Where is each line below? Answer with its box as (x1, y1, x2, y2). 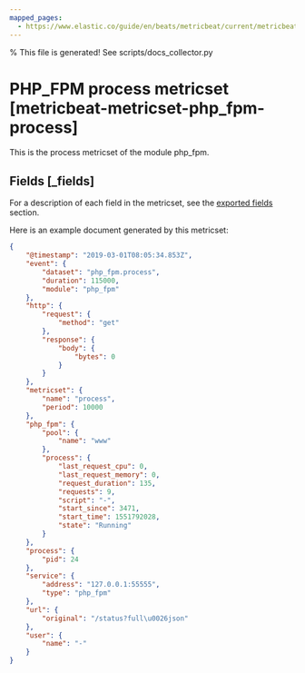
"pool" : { (42, 428, 79, 437)
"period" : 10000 (42, 402, 103, 411)
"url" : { (25, 605, 59, 614)
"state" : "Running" (57, 521, 132, 530)
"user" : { (25, 630, 64, 640)
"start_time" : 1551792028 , (57, 512, 161, 522)
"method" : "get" (57, 319, 120, 328)
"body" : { (57, 343, 95, 352)
